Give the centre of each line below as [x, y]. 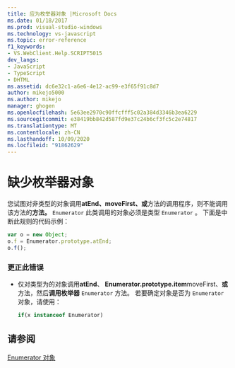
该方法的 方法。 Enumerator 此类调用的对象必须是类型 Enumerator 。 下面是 [114, 212]
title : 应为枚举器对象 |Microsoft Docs [62, 14]
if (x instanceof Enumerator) [60, 315]
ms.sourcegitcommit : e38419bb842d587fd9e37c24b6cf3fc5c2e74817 [102, 119]
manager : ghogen [31, 106]
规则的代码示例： [44, 222]
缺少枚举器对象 [51, 183]
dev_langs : [23, 60]
